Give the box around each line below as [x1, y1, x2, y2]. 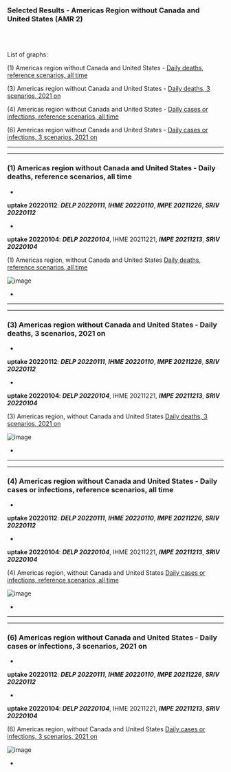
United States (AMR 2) [7, 14, 83, 23]
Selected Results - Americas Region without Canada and [7, 6, 200, 15]
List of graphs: [7, 50, 48, 59]
